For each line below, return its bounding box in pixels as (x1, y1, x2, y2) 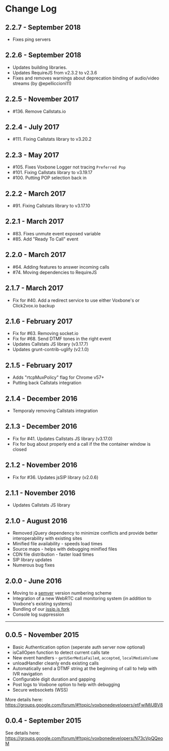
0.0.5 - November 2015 (5, 631, 79, 639)
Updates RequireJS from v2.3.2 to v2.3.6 (12, 69, 97, 75)
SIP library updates (12, 557, 52, 563)
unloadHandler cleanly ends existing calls (12, 660, 99, 666)
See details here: (5, 730, 40, 736)
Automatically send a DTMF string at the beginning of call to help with (12, 665, 157, 672)
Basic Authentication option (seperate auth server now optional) (12, 644, 145, 650)
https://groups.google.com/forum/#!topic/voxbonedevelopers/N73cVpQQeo (5, 735, 163, 741)
